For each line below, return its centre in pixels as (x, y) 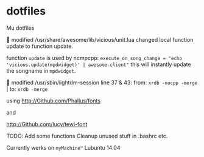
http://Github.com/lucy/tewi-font (47, 124)
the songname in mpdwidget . (41, 70)
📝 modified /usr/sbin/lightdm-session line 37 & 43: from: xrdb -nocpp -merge (102, 82)
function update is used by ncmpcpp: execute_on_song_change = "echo (94, 58)
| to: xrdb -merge (27, 89)
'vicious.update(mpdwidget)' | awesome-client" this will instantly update (99, 64)
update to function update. (40, 46)
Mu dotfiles (20, 28)
